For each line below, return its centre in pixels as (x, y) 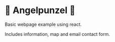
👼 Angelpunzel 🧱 (40, 10)
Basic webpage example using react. (43, 24)
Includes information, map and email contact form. (57, 34)
